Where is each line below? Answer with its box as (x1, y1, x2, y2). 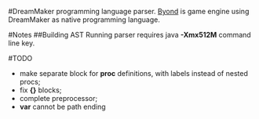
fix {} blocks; (19, 85, 62, 95)
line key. (8, 38, 35, 48)
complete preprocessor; (19, 94, 98, 103)
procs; (19, 78, 41, 86)
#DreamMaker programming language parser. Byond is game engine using (8, 7, 250, 16)
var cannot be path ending (19, 102, 106, 111)
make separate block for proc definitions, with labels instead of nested (19, 69, 249, 78)
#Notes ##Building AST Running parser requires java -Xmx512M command (8, 31, 251, 39)
